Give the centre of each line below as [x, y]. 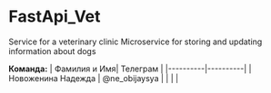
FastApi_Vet [55, 17]
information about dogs [52, 51]
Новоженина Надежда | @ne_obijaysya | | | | [94, 78]
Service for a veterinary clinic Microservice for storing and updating [135, 42]
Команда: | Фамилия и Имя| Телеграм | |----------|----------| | [130, 69]
